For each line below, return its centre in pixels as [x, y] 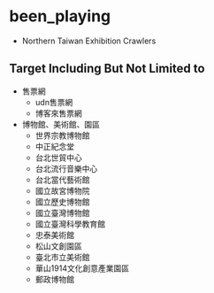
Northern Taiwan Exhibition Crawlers [89, 41]
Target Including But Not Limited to [107, 69]
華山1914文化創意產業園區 [82, 268]
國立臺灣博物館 [62, 212]
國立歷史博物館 [62, 202]
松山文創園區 [58, 246]
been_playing [60, 16]
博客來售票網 [58, 113]
